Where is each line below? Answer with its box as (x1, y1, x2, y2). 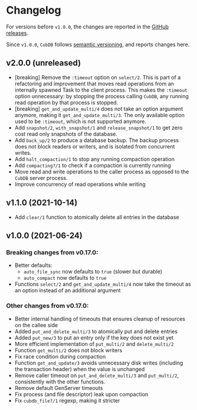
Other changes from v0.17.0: (6, 302, 89, 310)
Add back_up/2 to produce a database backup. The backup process (14, 137, 179, 144)
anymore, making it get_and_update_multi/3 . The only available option (14, 111, 185, 118)
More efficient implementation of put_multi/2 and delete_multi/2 (14, 340, 174, 347)
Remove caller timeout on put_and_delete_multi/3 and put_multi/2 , (14, 372, 179, 379)
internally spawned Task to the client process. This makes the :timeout (14, 86, 188, 93)
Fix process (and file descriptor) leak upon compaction (14, 390, 149, 398)
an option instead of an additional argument (14, 287, 121, 294)
